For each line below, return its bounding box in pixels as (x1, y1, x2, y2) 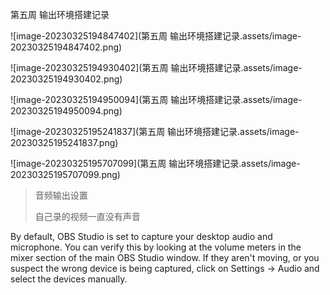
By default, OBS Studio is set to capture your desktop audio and (10, 231, 273, 242)
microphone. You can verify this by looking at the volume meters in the (10, 241, 302, 253)
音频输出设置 (34, 189, 88, 201)
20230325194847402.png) (10, 41, 123, 53)
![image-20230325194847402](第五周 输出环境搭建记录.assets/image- (10, 30, 302, 42)
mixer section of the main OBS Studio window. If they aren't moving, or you (10, 252, 320, 263)
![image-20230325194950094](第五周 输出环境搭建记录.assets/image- (10, 94, 303, 105)
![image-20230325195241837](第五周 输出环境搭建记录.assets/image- (10, 126, 300, 137)
